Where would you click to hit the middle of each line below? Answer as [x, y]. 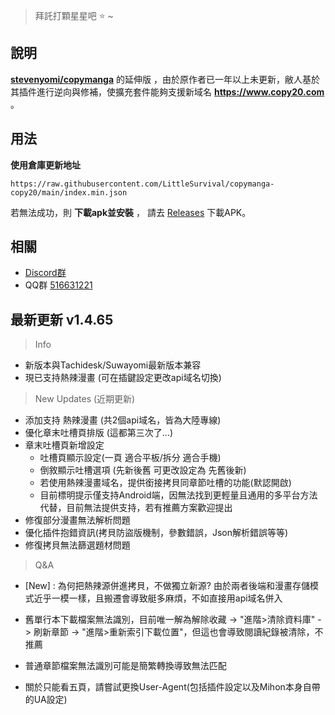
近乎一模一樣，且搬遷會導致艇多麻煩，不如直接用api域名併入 [158, 598]
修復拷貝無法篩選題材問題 [77, 545]
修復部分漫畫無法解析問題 [77, 520]
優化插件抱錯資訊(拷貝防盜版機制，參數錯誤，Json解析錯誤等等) [156, 533]
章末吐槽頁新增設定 [64, 445]
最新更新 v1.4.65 [62, 319]
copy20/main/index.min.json [69, 192]
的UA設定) [46, 700]
